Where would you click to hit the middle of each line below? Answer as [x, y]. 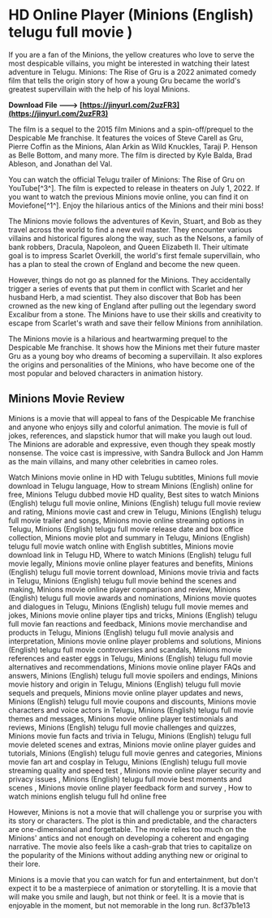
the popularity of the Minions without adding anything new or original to [128, 855]
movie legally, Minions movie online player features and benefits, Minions [131, 563]
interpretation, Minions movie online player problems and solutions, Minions [135, 641]
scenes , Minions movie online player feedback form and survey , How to [130, 787]
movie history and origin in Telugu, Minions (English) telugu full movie [125, 684]
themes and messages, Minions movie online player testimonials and [123, 718]
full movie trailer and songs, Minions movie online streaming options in [126, 520]
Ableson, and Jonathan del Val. [60, 163]
